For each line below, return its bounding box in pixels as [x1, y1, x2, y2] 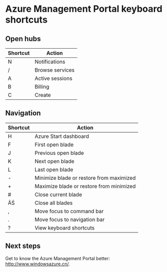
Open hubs [5, 34, 41, 43]
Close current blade [35, 191, 82, 198]
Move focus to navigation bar [35, 216, 105, 223]
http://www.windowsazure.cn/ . [5, 261, 70, 267]
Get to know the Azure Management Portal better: [5, 255, 110, 261]
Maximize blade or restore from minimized [35, 182, 136, 190]
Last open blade [35, 166, 74, 173]
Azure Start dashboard [35, 133, 89, 140]
